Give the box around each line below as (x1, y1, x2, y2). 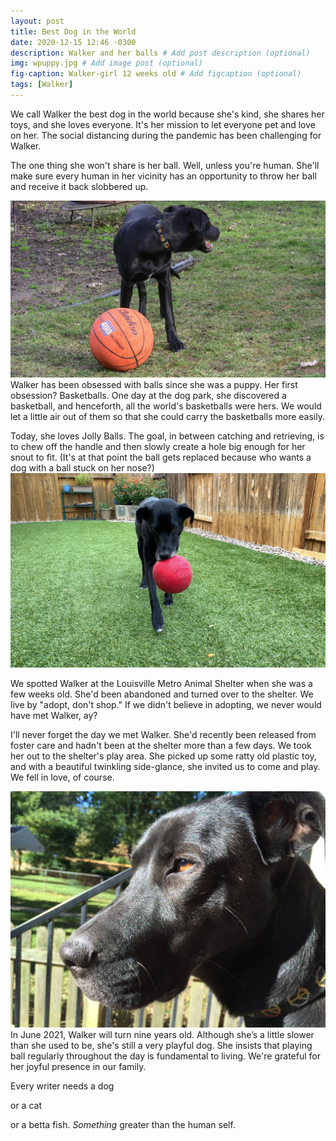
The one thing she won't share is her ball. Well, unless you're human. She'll (10, 159, 320, 171)
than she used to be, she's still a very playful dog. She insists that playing (10, 1040, 313, 1052)
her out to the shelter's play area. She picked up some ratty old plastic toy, (10, 750, 317, 762)
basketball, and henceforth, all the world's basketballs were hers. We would (10, 400, 322, 412)
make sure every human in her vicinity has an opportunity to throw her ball (10, 170, 317, 182)
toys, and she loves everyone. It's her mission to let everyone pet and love (10, 118, 316, 130)
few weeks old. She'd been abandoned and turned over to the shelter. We (10, 688, 314, 700)
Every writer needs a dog (10, 1080, 115, 1092)
